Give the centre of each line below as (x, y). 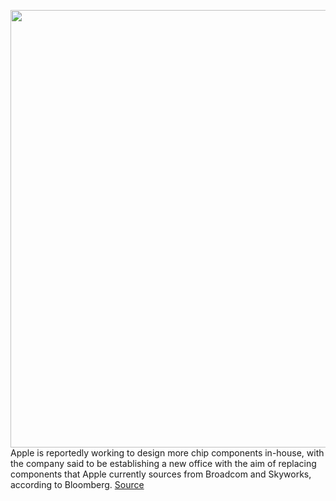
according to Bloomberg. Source (77, 484)
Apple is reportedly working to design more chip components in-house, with (167, 453)
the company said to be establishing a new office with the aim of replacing (163, 463)
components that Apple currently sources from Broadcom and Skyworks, (161, 474)
